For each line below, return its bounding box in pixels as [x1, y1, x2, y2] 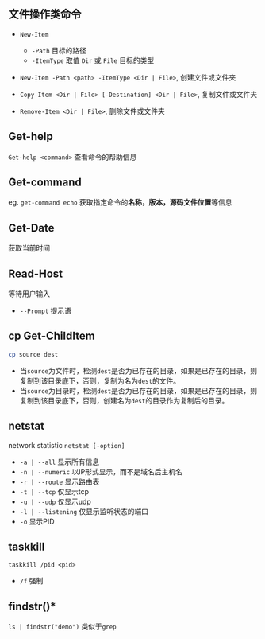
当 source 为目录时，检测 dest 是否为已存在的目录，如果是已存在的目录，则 [19, 385, 258, 395]
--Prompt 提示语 [19, 306, 72, 316]
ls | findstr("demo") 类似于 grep [8, 621, 117, 631]
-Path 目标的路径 [31, 45, 87, 55]
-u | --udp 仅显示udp [19, 497, 91, 506]
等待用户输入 [8, 289, 50, 298]
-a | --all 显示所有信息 [19, 457, 100, 466]
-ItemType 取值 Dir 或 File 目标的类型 [31, 55, 155, 65]
